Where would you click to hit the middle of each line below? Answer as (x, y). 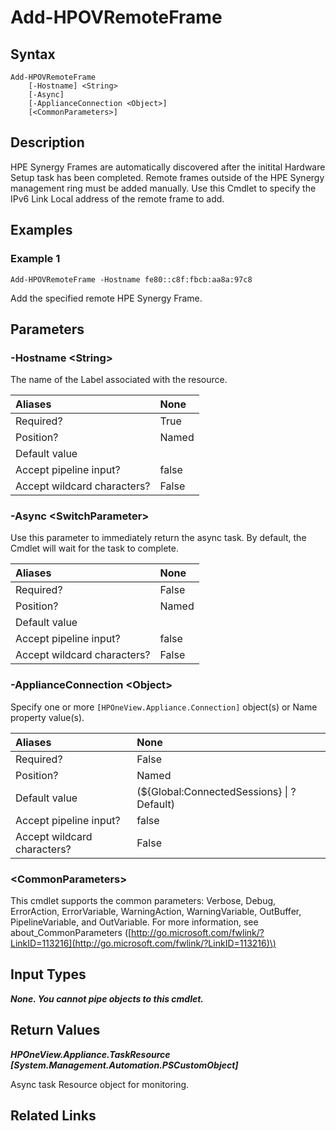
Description (47, 142)
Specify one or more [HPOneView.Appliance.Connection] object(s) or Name (164, 707)
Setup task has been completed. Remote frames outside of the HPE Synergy (167, 177)
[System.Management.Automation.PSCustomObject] (124, 1065)
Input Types (48, 974)
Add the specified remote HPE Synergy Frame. (106, 298)
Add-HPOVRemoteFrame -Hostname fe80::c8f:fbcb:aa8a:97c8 (131, 279)
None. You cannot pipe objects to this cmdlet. (107, 998)
